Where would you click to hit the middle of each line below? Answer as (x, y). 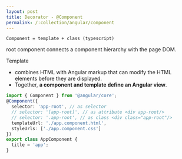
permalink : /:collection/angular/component (60, 22)
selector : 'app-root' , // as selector (59, 107)
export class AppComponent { (42, 140)
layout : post (22, 11)
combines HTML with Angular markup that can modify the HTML (93, 72)
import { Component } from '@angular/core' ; (62, 96)
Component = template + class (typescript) (60, 39)
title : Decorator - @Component (44, 17)
